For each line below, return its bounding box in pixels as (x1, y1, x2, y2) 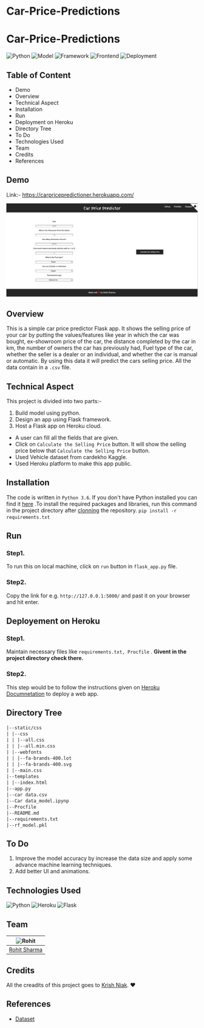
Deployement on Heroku (6, 616, 100, 627)
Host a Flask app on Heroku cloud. (15, 422, 102, 429)
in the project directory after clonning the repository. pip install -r (6, 507, 177, 514)
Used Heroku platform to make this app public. (15, 460, 132, 467)
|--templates (6, 773, 39, 780)
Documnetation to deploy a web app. (6, 690, 99, 697)
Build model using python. (15, 409, 81, 417)
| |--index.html (6, 780, 47, 786)
